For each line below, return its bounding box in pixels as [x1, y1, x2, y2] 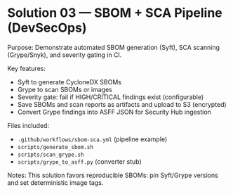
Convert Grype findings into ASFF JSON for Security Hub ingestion [17, 108, 212, 116]
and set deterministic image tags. [7, 178, 104, 187]
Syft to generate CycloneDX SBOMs [17, 77, 121, 86]
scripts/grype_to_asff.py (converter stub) [17, 157, 142, 166]
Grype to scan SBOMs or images [17, 85, 112, 93]
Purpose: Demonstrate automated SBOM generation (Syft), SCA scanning [7, 43, 220, 51]
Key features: [7, 64, 46, 72]
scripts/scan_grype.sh [17, 151, 84, 158]
